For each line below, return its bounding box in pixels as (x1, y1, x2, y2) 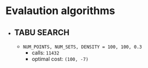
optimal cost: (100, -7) (31, 56, 89, 62)
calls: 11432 (31, 49, 60, 56)
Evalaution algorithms (5, 4, 116, 18)
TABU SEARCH (14, 28, 70, 38)
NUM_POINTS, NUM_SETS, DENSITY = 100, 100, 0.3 (22, 44, 142, 50)
